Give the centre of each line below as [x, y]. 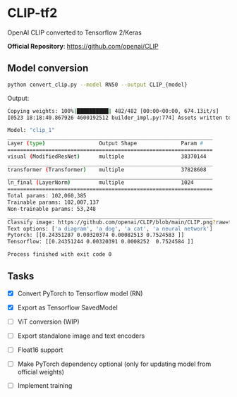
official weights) [41, 372]
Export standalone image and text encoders [81, 336]
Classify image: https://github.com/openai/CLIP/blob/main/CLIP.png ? [112, 222]
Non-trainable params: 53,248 [52, 209]
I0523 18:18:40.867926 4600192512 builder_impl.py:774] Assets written [115, 118]
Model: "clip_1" [31, 130]
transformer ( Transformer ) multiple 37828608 [107, 170]
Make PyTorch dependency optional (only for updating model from [114, 364]
